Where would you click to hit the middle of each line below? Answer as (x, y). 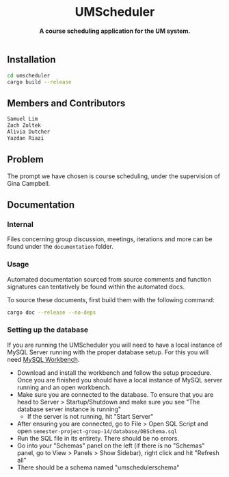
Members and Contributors (66, 103)
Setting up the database (48, 330)
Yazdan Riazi (26, 138)
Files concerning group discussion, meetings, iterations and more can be (110, 239)
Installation (31, 60)
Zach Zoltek (24, 125)
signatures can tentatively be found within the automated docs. (96, 286)
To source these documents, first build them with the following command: (111, 299)
